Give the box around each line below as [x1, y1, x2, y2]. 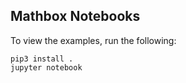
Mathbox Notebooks [10, 8, 141, 25]
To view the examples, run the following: [10, 34, 177, 46]
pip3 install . [10, 54, 74, 64]
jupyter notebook [10, 62, 83, 73]
